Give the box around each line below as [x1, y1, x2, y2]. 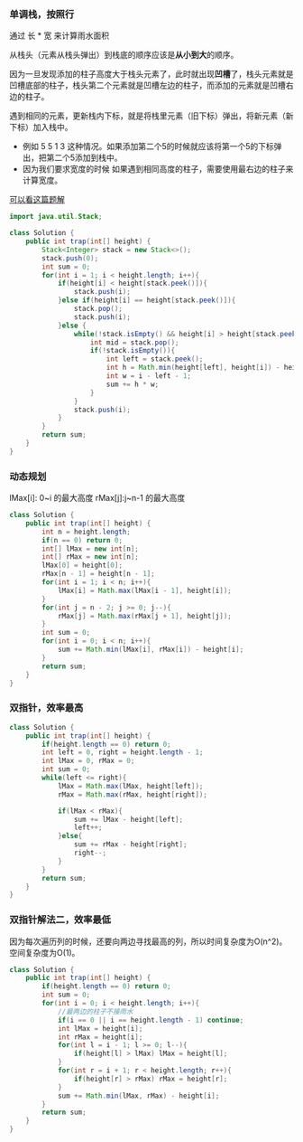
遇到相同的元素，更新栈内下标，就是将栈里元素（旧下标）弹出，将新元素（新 [9, 110, 294, 121]
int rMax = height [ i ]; [57, 1033, 143, 1042]
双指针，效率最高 [9, 702, 84, 714]
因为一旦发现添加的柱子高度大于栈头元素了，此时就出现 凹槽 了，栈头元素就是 [9, 69, 294, 80]
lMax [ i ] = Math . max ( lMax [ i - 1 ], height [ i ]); [57, 586, 232, 595]
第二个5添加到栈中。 [46, 152, 124, 164]
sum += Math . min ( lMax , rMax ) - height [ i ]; [57, 1091, 220, 1100]
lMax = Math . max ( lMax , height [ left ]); [57, 781, 204, 790]
